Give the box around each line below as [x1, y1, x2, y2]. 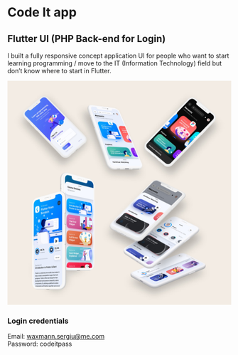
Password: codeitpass [7, 339, 72, 349]
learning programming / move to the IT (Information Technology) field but [7, 59, 222, 68]
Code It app [7, 4, 77, 21]
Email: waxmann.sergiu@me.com [7, 332, 105, 341]
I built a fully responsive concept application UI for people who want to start [7, 51, 229, 60]
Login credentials [7, 316, 69, 326]
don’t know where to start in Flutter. [7, 67, 112, 75]
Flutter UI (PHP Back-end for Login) [7, 33, 166, 45]
